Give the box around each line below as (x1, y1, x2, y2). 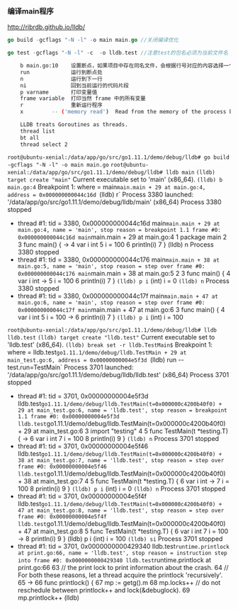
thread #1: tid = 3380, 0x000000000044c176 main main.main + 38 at (17, 255, 220, 264)
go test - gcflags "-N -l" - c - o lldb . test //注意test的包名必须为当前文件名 (7, 50, 229, 57)
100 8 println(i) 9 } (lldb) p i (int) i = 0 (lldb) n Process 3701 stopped (17, 484, 226, 493)
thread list (20, 128, 55, 135)
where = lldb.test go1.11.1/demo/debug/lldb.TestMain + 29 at (7, 347, 187, 356)
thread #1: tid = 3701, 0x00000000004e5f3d (17, 391, 149, 400)
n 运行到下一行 (20, 75, 103, 82)
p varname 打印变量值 (20, 89, 98, 96)
